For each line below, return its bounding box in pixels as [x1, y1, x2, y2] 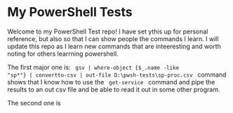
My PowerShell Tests [7, 4, 133, 20]
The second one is [7, 98, 61, 107]
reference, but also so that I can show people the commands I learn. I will [7, 34, 219, 43]
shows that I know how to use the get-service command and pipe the [7, 77, 215, 86]
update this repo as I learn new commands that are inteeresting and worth [7, 42, 221, 50]
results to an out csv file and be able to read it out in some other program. [7, 85, 220, 93]
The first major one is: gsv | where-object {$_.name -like [7, 63, 180, 71]
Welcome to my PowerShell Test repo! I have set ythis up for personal [7, 27, 208, 36]
